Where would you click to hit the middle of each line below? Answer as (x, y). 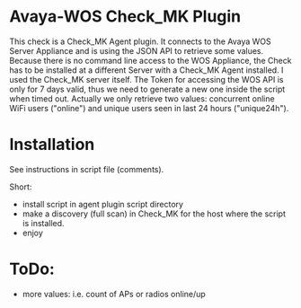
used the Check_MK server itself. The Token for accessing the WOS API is (146, 79)
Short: (21, 187)
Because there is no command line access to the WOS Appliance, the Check (150, 60)
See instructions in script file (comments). (87, 169)
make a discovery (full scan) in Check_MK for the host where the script (154, 214)
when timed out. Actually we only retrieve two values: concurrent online (142, 98)
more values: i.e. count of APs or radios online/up (114, 294)
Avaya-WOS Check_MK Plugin (125, 17)
